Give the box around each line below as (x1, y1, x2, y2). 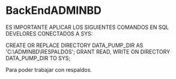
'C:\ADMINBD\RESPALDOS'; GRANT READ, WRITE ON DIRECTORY (5, 48, 171, 55)
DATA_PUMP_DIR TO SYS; (5, 54, 71, 62)
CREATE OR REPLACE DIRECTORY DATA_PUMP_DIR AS (5, 42, 144, 49)
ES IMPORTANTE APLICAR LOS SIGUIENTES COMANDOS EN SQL (5, 24, 169, 31)
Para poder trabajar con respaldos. (5, 66, 93, 73)
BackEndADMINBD (5, 4, 102, 17)
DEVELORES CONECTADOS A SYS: (5, 30, 93, 37)
